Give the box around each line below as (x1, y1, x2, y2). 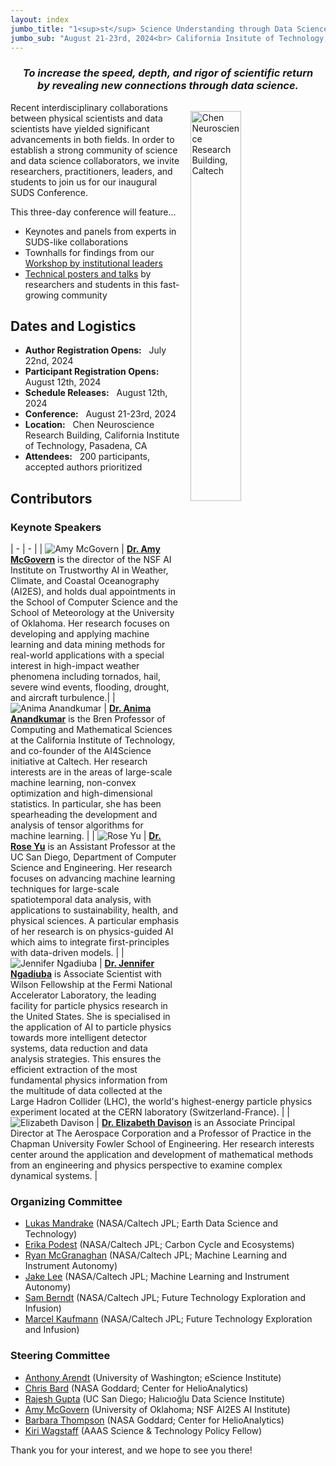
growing (24, 289, 60, 301)
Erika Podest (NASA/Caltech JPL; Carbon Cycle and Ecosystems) (24, 1239, 295, 1251)
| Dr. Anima (103, 702, 152, 715)
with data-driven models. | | (10, 947, 125, 959)
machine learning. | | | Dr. (10, 830, 162, 842)
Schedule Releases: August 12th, (24, 387, 168, 399)
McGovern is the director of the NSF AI (10, 554, 172, 566)
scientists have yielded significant (10, 122, 150, 135)
